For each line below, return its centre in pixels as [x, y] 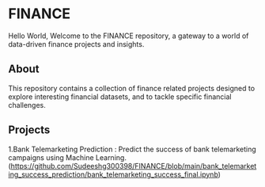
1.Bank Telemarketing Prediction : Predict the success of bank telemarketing [132, 149]
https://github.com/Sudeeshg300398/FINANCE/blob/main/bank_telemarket [134, 166]
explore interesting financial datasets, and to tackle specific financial [120, 97]
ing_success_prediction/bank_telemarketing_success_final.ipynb [114, 174]
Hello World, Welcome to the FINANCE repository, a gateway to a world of [129, 36]
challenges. [27, 105]
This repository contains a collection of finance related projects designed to [132, 88]
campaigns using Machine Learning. [67, 157]
